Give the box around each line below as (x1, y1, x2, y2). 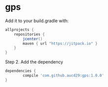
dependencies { (5, 68, 36, 74)
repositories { (14, 31, 45, 37)
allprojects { (5, 27, 34, 32)
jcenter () (23, 36, 43, 41)
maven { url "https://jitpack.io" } (23, 41, 98, 46)
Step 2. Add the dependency (5, 59, 63, 65)
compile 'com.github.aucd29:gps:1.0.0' (23, 73, 105, 78)
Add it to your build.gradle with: (5, 18, 69, 24)
